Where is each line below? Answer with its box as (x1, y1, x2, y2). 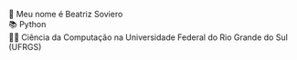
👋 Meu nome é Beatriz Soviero (8, 9, 123, 19)
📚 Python (8, 19, 47, 29)
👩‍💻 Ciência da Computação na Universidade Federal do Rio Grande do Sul (8, 32, 289, 43)
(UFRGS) (8, 42, 42, 52)
